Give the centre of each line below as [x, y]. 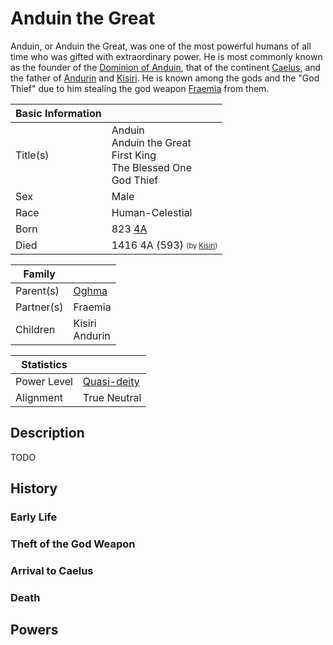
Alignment [39, 397]
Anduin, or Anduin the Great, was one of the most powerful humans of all [161, 46]
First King [134, 155]
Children [35, 329]
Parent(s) [37, 290]
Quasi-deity [111, 381]
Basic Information [58, 113]
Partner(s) [39, 307]
